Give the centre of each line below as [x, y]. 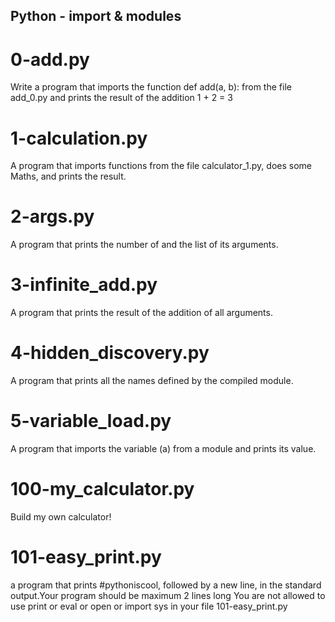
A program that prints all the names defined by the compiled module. [152, 381]
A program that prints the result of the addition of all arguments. [141, 313]
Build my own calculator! [61, 516]
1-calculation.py [79, 138]
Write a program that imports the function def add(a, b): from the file [151, 87]
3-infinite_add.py [84, 285]
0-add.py [50, 59]
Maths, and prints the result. [68, 176]
